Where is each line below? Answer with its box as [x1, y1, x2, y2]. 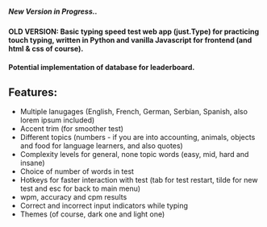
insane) [19, 158, 46, 168]
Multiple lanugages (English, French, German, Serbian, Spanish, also [19, 107, 248, 117]
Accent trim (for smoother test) [19, 124, 123, 134]
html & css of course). [8, 43, 84, 53]
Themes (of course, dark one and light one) [19, 209, 165, 219]
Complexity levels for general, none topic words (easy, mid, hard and [19, 150, 249, 159]
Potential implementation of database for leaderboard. [8, 62, 195, 72]
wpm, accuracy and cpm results [19, 192, 127, 202]
